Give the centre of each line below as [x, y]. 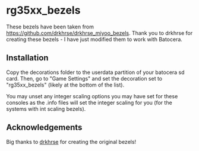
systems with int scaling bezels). [46, 109]
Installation [27, 58]
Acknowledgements [44, 128]
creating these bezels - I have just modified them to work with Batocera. [94, 39]
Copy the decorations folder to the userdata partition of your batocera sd [96, 72]
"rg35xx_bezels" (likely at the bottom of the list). [65, 85]
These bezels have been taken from [50, 27]
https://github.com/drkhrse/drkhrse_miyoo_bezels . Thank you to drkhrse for [99, 33]
